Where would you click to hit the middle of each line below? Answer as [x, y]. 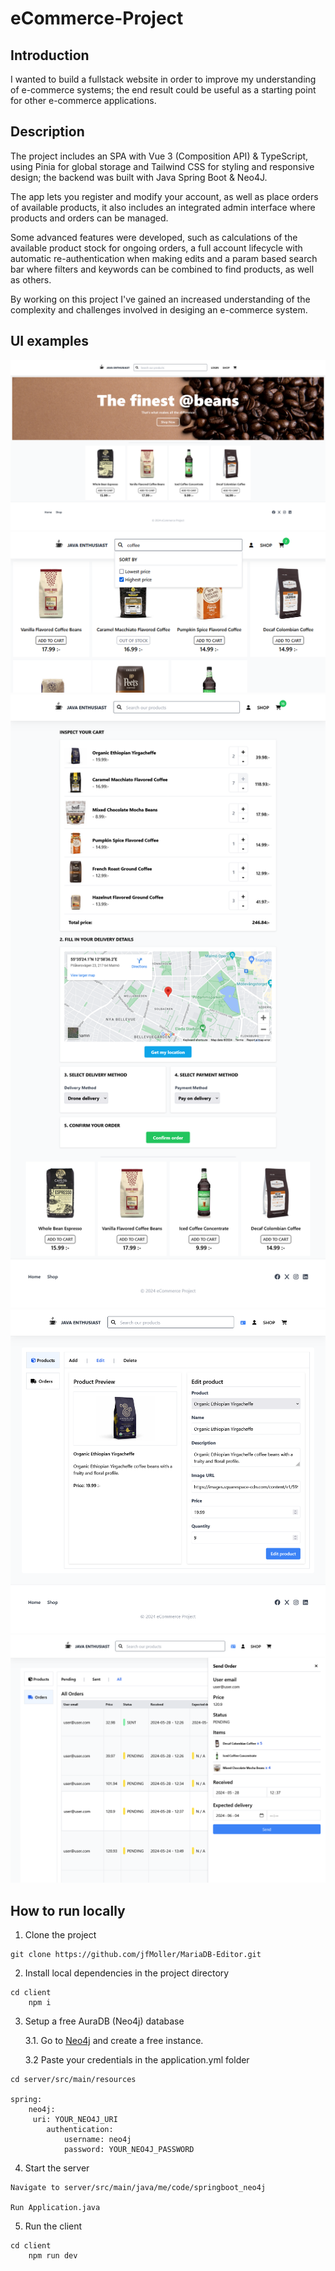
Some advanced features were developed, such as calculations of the [154, 237]
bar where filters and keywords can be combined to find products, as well [162, 269]
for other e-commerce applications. [83, 100]
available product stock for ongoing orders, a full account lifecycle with [156, 248]
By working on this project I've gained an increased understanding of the [160, 299]
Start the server [57, 2168]
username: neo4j [97, 2140]
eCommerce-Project [97, 18]
